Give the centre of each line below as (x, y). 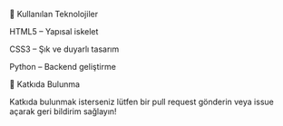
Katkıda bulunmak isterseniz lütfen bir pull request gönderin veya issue (141, 102)
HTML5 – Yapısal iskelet (54, 31)
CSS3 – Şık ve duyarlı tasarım (64, 49)
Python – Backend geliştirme (63, 67)
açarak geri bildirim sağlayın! (63, 111)
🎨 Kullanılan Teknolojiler (54, 14)
